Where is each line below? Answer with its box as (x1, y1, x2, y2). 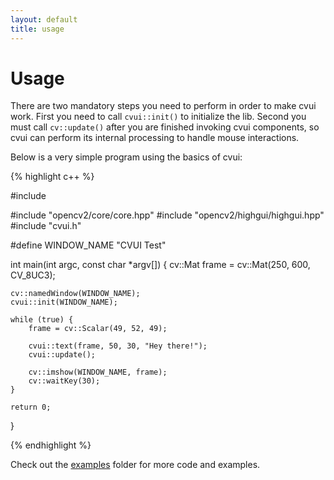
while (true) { (10, 315, 74, 325)
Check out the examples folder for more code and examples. (10, 459, 261, 471)
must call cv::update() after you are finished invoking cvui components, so (10, 121, 320, 133)
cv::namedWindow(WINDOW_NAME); (10, 289, 141, 299)
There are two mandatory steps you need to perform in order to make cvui (10, 100, 317, 112)
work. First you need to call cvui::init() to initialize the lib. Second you (10, 111, 307, 123)
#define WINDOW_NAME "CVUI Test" (10, 239, 167, 251)
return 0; (10, 402, 52, 413)
